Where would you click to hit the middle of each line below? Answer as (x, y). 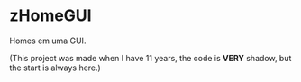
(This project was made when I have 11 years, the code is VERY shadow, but (150, 58)
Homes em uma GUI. (48, 41)
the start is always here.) (55, 68)
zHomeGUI (50, 16)
